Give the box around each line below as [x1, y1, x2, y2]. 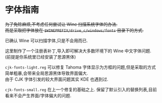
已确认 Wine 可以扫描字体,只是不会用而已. [5, 37, 88, 44]
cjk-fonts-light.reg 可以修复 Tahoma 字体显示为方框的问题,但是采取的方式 [5, 64, 156, 70]
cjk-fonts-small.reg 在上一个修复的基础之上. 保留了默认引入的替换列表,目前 [5, 87, 157, 92]
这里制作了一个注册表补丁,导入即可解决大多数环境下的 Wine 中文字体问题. [5, 48, 151, 54]
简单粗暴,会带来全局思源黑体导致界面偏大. [5, 70, 88, 76]
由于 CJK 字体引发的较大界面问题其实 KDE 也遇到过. [5, 76, 109, 82]
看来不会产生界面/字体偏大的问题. [5, 92, 72, 98]
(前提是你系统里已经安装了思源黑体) [5, 54, 76, 59]
